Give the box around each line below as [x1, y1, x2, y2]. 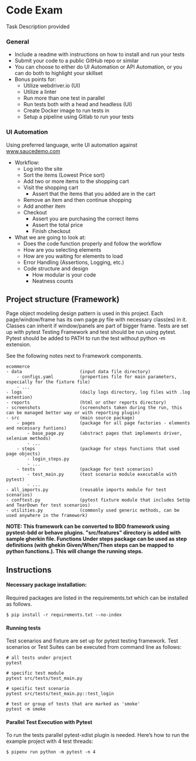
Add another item [23, 202, 66, 209]
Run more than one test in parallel [23, 94, 105, 102]
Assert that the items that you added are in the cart [32, 190, 156, 197]
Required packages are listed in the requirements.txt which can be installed [6, 594, 188, 601]
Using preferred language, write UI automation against [6, 141, 138, 148]
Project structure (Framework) [6, 294, 120, 304]
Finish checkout [32, 227, 71, 235]
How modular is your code [32, 271, 96, 278]
